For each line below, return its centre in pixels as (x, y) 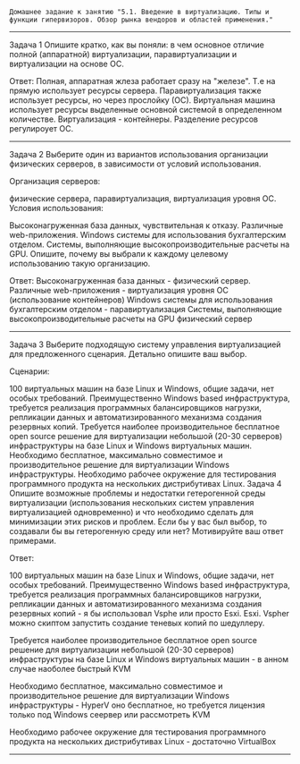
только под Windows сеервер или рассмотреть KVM (110, 714)
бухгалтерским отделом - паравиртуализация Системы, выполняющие (146, 309)
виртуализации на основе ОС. (67, 64)
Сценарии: (29, 371)
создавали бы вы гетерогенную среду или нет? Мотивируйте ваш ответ (146, 531)
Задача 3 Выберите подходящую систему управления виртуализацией (145, 344)
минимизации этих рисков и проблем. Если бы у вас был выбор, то (138, 522)
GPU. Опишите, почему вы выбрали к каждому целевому (119, 254)
